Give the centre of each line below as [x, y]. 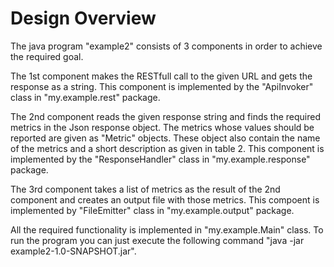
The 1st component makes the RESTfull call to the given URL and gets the [161, 76]
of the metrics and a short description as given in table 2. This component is [167, 148]
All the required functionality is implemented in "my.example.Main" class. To [167, 229]
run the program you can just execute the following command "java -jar [157, 240]
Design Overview [83, 18]
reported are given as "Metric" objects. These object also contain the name [165, 138]
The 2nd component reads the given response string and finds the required [166, 116]
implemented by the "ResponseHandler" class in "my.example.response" [160, 159]
